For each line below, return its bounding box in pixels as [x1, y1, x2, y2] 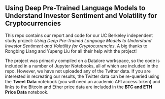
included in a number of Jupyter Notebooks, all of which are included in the [5, 63, 159, 68]
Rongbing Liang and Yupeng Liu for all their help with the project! [5, 48, 137, 54]
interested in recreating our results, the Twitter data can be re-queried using [5, 73, 160, 79]
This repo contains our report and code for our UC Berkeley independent [5, 32, 153, 38]
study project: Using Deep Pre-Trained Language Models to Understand [5, 37, 152, 43]
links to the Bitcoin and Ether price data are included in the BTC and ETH [5, 84, 152, 90]
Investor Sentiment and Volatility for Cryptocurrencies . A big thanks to [5, 43, 148, 49]
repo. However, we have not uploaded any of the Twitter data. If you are [5, 68, 151, 74]
